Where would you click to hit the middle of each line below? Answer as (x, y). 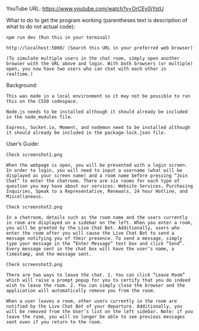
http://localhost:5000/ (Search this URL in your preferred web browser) (100, 48)
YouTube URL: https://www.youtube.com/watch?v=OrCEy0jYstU (85, 9)
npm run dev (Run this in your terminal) (58, 38)
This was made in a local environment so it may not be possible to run (98, 96)
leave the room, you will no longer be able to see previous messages (96, 317)
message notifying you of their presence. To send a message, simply (94, 238)
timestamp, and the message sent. (49, 254)
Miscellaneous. (25, 197)
